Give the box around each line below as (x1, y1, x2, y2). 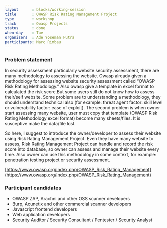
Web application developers (12, 212, 70, 218)
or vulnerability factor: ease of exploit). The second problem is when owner (5, 105, 160, 111)
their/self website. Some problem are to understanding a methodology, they (5, 94, 161, 100)
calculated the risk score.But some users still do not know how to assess (5, 89, 155, 95)
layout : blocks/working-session (5, 7, 86, 12)
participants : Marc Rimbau (5, 40, 61, 45)
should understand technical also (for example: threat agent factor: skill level (5, 99, 163, 105)
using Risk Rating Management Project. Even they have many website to (5, 136, 154, 142)
